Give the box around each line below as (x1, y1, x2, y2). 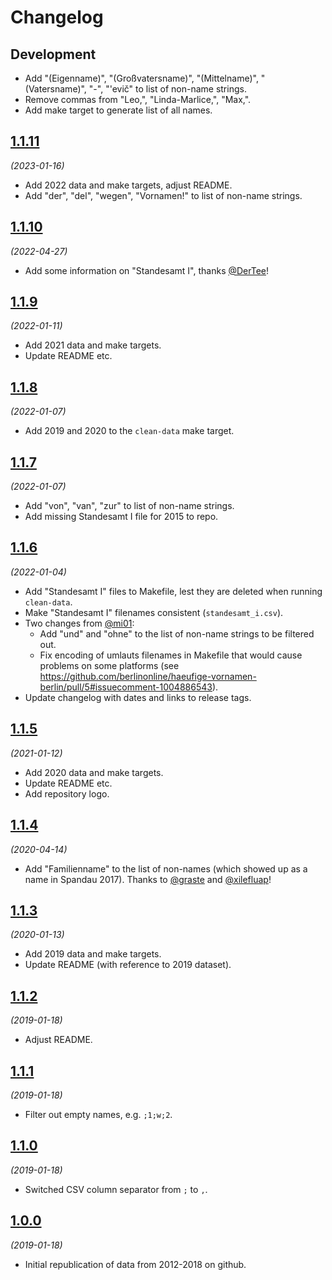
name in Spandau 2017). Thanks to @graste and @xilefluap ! (24, 873, 272, 885)
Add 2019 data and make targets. (24, 948, 162, 960)
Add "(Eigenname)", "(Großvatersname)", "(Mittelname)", (24, 72, 259, 84)
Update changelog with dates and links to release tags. (24, 691, 252, 703)
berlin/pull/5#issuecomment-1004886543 (39, 681, 213, 693)
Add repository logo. (24, 787, 110, 800)
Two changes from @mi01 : (24, 617, 135, 629)
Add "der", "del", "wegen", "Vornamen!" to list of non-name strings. (24, 189, 303, 201)
